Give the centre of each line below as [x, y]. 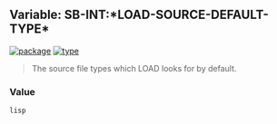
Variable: [35, 15]
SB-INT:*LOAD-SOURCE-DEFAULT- [167, 15]
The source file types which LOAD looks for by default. [134, 68]
